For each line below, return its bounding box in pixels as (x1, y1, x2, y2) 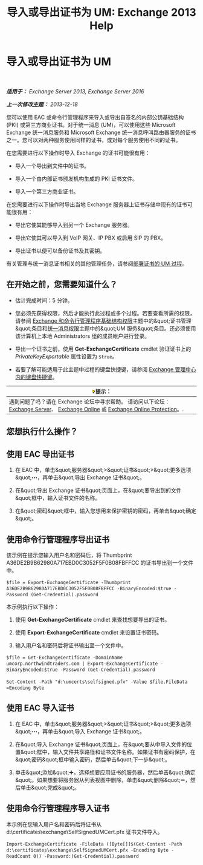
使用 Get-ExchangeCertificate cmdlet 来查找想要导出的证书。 (14, 616, 170, 624)
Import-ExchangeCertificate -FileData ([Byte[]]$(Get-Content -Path (6, 841, 182, 847)
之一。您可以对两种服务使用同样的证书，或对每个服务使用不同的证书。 (6, 136, 181, 143)
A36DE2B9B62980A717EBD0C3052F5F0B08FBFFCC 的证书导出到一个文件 (6, 559, 194, 567)
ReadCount (6, 853, 31, 859)
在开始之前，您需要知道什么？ (6, 280, 118, 290)
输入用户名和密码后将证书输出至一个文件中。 (14, 642, 127, 649)
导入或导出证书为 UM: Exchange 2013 (7, 5, 196, 19)
